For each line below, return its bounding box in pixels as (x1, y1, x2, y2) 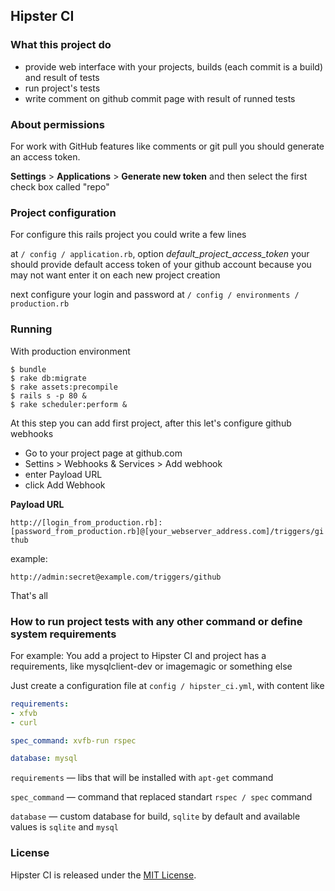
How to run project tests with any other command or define (10, 614, 303, 628)
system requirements (10, 627, 117, 641)
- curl (10, 717, 38, 728)
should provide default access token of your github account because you (10, 259, 312, 271)
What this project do (10, 38, 112, 52)
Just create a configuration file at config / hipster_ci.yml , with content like (10, 679, 325, 691)
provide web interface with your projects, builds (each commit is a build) (24, 60, 324, 73)
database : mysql (10, 754, 78, 764)
